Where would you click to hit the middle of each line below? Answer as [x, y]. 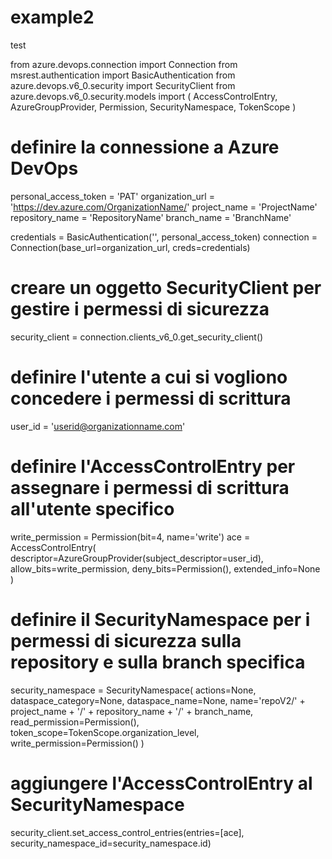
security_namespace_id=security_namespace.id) [111, 843]
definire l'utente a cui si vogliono [149, 377]
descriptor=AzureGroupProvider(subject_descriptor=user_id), [137, 558]
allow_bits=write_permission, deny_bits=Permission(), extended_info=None [165, 568]
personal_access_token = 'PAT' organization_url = [112, 196]
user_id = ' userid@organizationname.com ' [98, 426]
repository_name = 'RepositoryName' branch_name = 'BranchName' [151, 217]
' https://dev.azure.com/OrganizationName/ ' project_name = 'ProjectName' [164, 207]
